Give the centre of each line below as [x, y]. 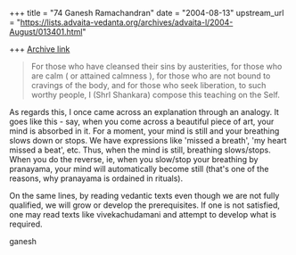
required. [26, 224]
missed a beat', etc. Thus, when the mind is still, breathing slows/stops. [140, 150]
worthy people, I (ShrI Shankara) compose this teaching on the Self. [156, 95]
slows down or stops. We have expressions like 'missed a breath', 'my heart [148, 140]
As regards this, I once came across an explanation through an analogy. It [144, 112]
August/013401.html [46, 32]
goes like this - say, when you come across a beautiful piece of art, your [142, 121]
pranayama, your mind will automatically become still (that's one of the [139, 169]
